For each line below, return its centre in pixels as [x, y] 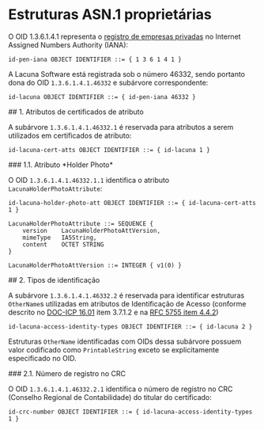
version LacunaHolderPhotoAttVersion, [91, 230]
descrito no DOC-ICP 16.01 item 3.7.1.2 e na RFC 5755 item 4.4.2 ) [113, 312]
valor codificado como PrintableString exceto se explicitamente [114, 349]
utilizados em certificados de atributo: [70, 135]
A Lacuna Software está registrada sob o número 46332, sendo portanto [126, 74]
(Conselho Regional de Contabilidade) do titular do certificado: [110, 397]
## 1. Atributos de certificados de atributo [76, 112]
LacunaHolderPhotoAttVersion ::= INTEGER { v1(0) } [95, 265]
